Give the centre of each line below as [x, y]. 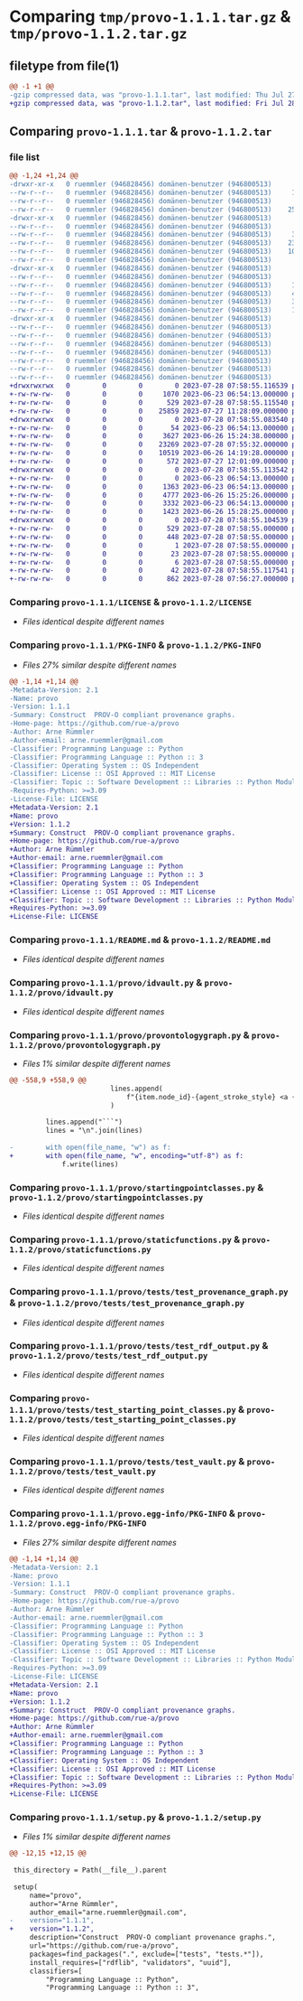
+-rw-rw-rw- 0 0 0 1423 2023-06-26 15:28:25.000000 [149, 512]
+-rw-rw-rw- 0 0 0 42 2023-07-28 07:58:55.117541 [149, 571]
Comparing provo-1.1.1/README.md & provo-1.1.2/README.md [140, 940]
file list [25, 157]
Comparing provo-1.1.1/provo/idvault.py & [106, 983]
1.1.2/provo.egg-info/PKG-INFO [78, 1524]
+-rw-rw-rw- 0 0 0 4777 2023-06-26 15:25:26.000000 [149, 495]
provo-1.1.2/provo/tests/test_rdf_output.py [109, 1356]
